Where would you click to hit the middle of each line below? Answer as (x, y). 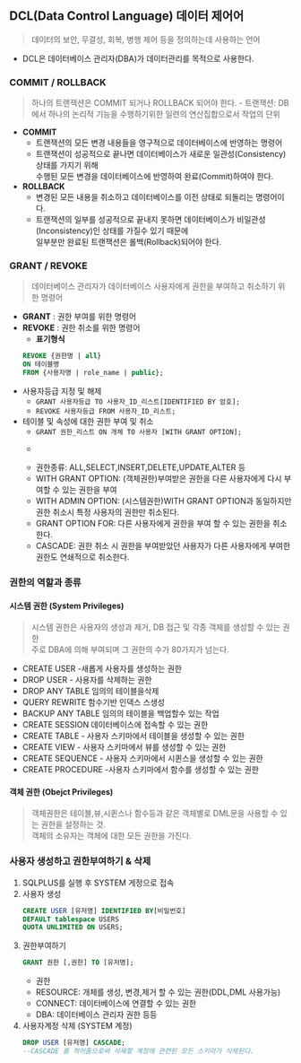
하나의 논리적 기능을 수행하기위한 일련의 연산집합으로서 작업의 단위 (164, 114)
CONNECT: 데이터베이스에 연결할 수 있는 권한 (116, 1004)
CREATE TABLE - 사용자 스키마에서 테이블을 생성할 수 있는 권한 (133, 736)
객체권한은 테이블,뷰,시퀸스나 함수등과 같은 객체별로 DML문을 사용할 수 (155, 814)
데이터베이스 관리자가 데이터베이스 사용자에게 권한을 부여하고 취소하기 (153, 286)
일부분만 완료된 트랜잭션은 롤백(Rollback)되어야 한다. (129, 242)
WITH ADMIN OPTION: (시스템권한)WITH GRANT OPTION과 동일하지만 (163, 501)
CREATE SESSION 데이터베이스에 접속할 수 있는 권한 (115, 725)
